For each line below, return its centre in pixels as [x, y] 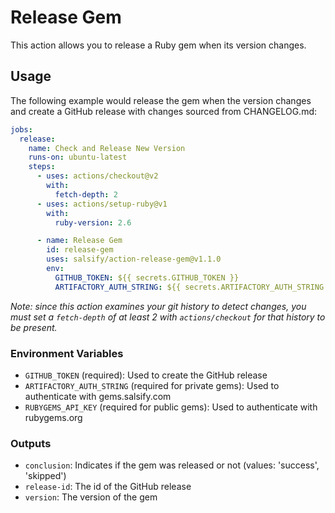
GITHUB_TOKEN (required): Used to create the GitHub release [146, 375]
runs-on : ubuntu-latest [78, 157]
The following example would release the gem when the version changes [161, 100]
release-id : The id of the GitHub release [108, 487]
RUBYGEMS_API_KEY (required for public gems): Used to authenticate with [171, 407]
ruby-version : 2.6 [93, 222]
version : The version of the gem [91, 497]
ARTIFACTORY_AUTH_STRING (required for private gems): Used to [152, 385]
